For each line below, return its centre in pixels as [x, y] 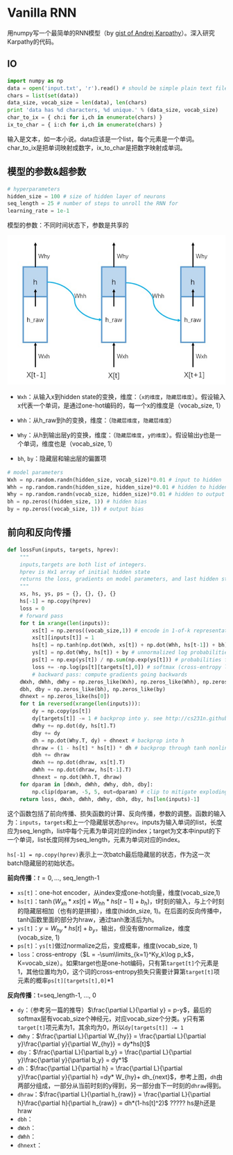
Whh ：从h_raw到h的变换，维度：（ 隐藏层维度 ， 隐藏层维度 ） [96, 420]
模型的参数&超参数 [47, 172]
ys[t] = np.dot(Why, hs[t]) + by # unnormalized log [110, 653]
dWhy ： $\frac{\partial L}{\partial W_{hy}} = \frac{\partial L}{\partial [112, 1036]
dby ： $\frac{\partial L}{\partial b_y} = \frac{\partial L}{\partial [104, 1052]
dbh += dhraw [51, 755]
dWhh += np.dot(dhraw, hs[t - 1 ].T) [82, 770]
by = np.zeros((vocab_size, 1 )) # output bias [76, 509]
